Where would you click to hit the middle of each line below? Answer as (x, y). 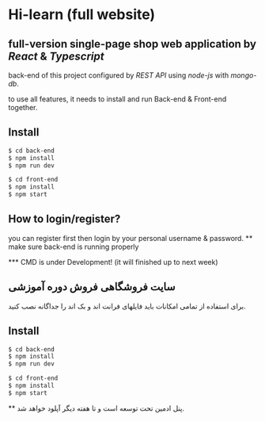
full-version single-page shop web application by (132, 44)
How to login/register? (64, 219)
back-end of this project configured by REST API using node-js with (119, 75)
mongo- (244, 75)
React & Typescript (56, 56)
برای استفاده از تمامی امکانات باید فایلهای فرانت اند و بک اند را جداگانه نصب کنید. (127, 306)
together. (23, 107)
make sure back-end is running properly (74, 247)
